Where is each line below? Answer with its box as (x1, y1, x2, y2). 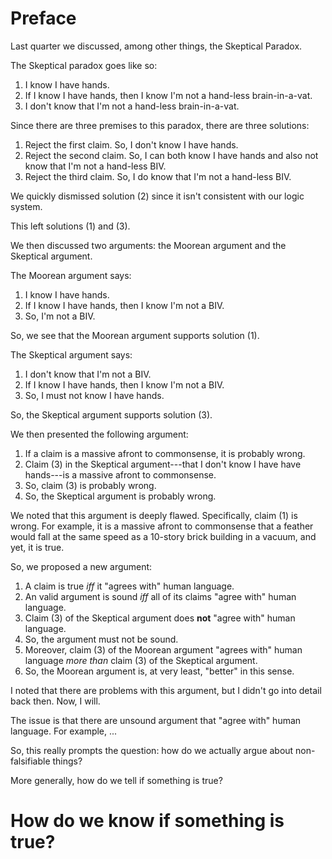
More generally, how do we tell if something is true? (10, 774, 223, 786)
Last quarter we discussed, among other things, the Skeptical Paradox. (10, 40, 303, 52)
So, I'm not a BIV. (24, 310, 96, 322)
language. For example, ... (10, 725, 118, 737)
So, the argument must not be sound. (24, 633, 179, 645)
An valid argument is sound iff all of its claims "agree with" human (24, 590, 297, 602)
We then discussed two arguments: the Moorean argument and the (10, 239, 287, 251)
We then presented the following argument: (10, 428, 189, 440)
